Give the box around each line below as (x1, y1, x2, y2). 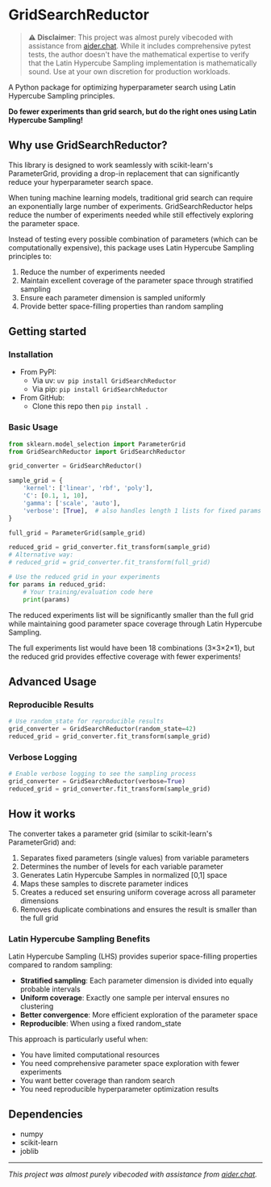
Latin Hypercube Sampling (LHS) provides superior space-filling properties (8, 951, 258, 961)
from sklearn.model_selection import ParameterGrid (8, 440, 186, 448)
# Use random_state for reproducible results (8, 717, 164, 726)
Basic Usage (8, 422, 59, 433)
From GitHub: (19, 393, 65, 403)
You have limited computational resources (19, 1050, 160, 1059)
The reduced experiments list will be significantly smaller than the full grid (8, 610, 254, 619)
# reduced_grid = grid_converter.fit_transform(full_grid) (8, 559, 211, 567)
